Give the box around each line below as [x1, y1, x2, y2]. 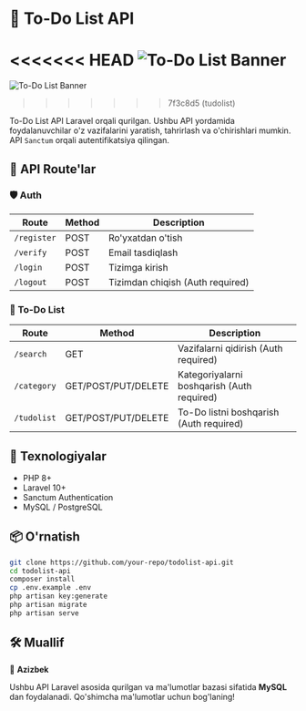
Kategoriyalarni [177, 368, 243, 381]
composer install [9, 574, 76, 584]
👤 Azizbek [9, 664, 49, 675]
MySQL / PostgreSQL [22, 501, 103, 512]
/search [14, 349, 47, 359]
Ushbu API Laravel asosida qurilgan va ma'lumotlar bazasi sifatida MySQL [9, 681, 288, 692]
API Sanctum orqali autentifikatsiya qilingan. [9, 135, 170, 146]
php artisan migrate [9, 601, 88, 610]
